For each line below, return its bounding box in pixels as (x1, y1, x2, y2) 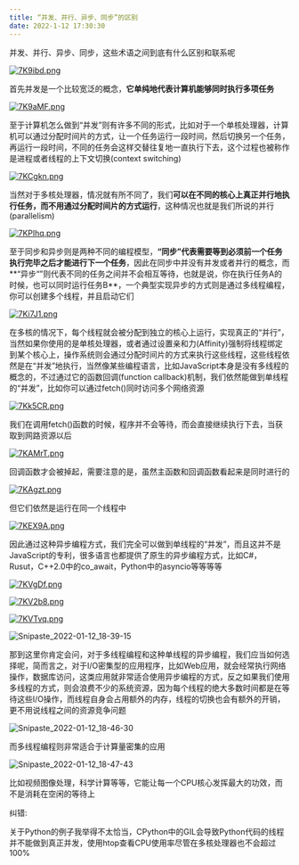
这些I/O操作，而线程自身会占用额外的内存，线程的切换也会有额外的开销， (16, 693, 286, 704)
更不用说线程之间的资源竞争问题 (9, 704, 126, 715)
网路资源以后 (24, 430, 72, 441)
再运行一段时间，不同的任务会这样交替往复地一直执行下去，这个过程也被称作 (9, 142, 290, 152)
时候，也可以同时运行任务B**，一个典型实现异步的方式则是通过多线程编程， (9, 279, 290, 290)
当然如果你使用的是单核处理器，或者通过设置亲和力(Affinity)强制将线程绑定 (9, 338, 283, 349)
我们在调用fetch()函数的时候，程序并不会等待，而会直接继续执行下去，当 (9, 418, 276, 429)
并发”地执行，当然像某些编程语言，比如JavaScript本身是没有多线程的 (36, 360, 289, 371)
